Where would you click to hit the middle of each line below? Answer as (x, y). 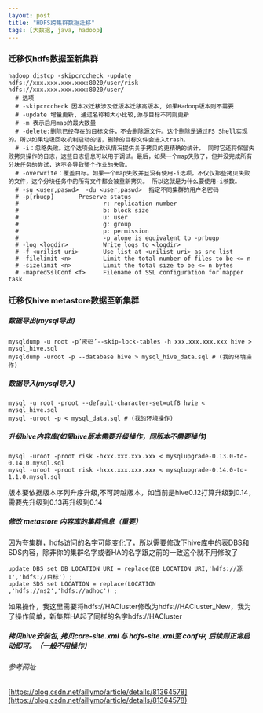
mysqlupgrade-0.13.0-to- (206, 456)
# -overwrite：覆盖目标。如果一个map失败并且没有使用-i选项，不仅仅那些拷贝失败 (133, 173)
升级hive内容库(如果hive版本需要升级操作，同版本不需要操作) (108, 436)
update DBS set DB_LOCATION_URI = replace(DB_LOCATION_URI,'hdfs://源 (126, 569)
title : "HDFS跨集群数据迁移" (52, 23)
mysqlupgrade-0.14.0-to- (206, 470)
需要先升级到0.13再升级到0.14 (55, 502)
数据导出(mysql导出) (42, 321)
